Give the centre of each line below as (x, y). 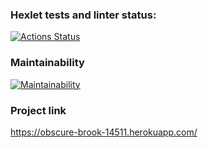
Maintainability (47, 63)
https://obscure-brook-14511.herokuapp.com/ (104, 132)
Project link (38, 110)
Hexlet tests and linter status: (83, 15)
